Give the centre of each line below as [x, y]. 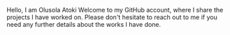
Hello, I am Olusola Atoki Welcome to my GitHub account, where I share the [115, 10]
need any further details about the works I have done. [84, 24]
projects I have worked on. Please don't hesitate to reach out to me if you [112, 17]
